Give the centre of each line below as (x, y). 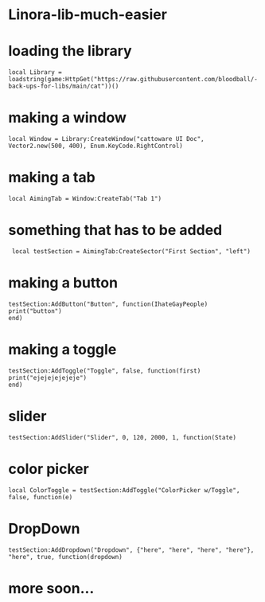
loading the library (70, 51)
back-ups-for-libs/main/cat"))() (64, 86)
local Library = (35, 72)
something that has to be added (115, 231)
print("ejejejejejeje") (48, 377)
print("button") (35, 311)
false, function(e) (41, 497)
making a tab (52, 178)
